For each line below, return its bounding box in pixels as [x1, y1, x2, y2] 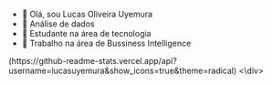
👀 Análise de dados [21, 18, 95, 29]
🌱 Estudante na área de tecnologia [21, 28, 152, 38]
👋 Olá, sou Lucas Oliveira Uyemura [21, 9, 152, 19]
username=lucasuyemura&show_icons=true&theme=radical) [8, 65, 237, 76]
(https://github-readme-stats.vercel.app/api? [8, 56, 177, 66]
